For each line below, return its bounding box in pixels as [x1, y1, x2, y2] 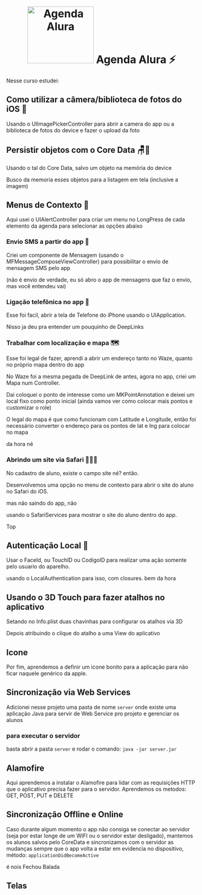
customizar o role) [6, 404, 52, 411]
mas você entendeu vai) [6, 282, 67, 289]
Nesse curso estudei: [6, 76, 59, 84]
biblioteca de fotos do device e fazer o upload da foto [6, 126, 140, 133]
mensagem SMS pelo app [6, 264, 71, 271]
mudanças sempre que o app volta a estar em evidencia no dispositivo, [6, 845, 184, 852]
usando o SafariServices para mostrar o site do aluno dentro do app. [6, 511, 177, 518]
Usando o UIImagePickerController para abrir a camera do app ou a [6, 120, 174, 127]
